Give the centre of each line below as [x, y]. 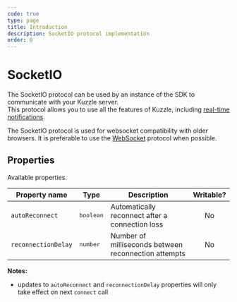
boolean [91, 216]
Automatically [133, 207]
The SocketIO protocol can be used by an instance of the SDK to [101, 95]
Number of [128, 236]
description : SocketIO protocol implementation [79, 34]
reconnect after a [139, 215]
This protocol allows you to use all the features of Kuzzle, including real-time [119, 109]
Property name [42, 195]
